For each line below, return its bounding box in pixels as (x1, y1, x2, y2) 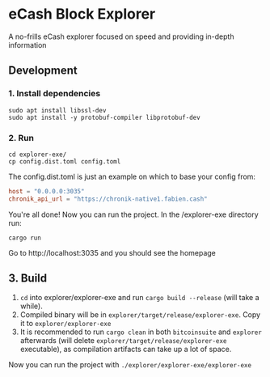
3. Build (8, 272, 48, 286)
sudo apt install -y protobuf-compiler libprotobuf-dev (8, 113, 200, 121)
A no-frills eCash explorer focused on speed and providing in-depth (8, 32, 234, 41)
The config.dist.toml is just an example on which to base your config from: (8, 172, 256, 181)
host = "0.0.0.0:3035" (8, 187, 85, 195)
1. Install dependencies (8, 88, 101, 100)
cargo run (8, 234, 42, 242)
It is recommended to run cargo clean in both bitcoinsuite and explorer (19, 327, 263, 337)
